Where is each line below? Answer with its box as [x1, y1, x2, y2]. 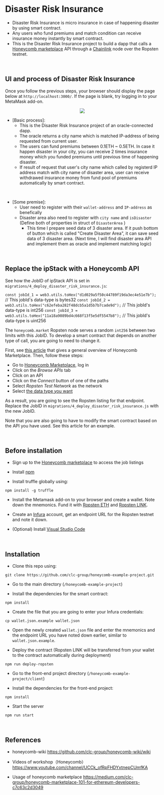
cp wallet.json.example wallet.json [5, 618, 80, 623]
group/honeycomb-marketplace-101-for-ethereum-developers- [12, 779, 141, 785]
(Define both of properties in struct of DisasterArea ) [19, 220, 126, 226]
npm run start [5, 713, 34, 718]
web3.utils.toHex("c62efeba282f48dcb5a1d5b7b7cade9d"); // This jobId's [5, 302, 150, 308]
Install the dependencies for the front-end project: [12, 685, 114, 691]
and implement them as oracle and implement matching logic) [26, 241, 152, 246]
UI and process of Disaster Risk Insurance [5, 75, 136, 83]
